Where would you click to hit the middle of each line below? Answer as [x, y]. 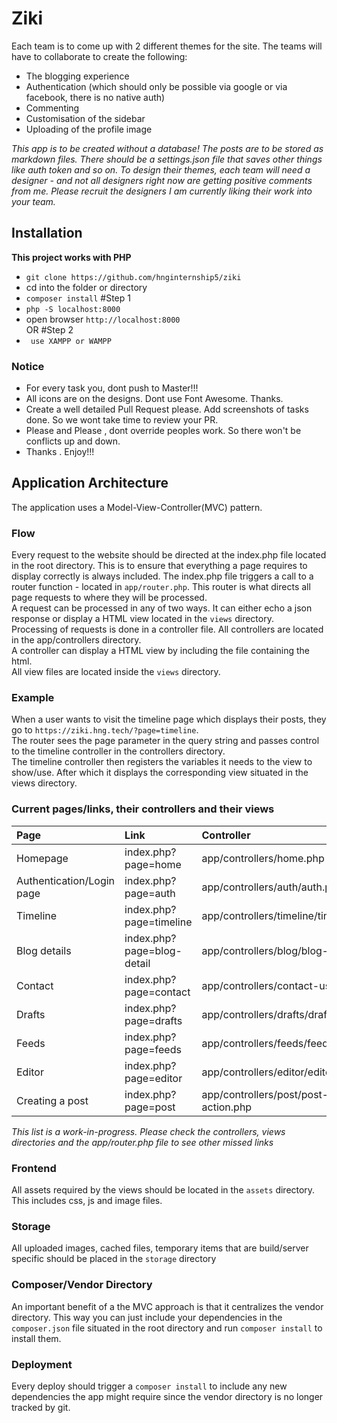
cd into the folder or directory [86, 287]
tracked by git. [41, 1407]
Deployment [42, 1364]
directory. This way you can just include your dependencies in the [147, 1317]
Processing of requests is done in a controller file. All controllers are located [167, 629]
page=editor [153, 1078]
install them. [36, 1338]
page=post [150, 1107]
